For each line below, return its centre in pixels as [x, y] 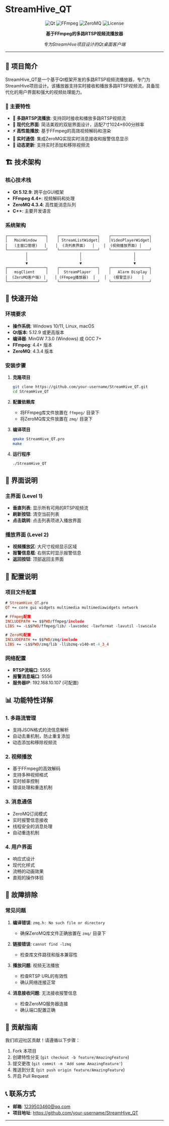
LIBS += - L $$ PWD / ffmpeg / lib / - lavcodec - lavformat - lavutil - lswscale [81, 626]
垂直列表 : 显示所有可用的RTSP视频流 [50, 508]
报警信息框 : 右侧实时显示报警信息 [47, 553]
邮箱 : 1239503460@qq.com [41, 1107]
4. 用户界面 [19, 847]
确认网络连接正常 [38, 982]
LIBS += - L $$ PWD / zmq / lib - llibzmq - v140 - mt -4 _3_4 [57, 645]
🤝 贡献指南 [21, 1027]
